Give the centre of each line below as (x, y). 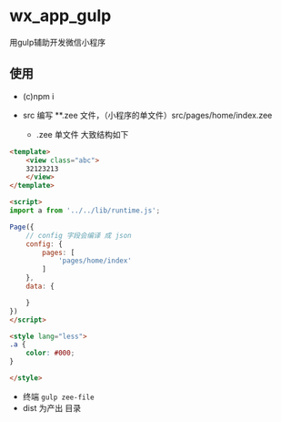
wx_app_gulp (60, 16)
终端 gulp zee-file (58, 396)
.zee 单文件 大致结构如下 (82, 134)
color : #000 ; (50, 353)
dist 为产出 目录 (52, 407)
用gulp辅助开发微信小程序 (58, 42)
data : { (40, 286)
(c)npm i (38, 96)
